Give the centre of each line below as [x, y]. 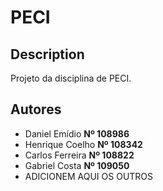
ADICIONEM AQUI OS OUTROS [89, 176]
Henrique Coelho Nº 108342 [83, 144]
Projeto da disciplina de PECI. [71, 78]
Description [47, 54]
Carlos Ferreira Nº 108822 [79, 155]
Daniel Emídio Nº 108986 [77, 133]
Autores [36, 109]
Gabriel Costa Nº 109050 [77, 165]
